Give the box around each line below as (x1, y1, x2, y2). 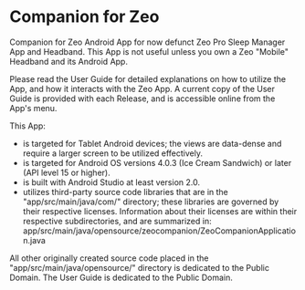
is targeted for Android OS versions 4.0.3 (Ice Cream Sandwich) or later (22, 157, 292, 168)
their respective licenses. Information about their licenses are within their (22, 205, 298, 216)
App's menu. (9, 102, 58, 113)
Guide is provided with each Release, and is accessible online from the (9, 93, 276, 104)
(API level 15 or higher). (22, 167, 111, 178)
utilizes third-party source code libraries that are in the (22, 186, 228, 197)
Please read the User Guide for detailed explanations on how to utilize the (9, 73, 286, 84)
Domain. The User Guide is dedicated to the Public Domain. (9, 272, 233, 283)
